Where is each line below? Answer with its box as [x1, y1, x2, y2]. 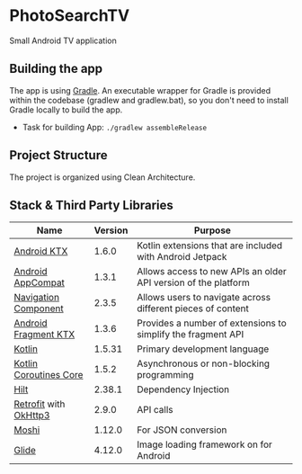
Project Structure [9, 148, 108, 163]
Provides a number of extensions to [136, 317, 288, 329]
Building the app [9, 61, 103, 76]
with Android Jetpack [136, 251, 227, 264]
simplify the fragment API [136, 328, 244, 341]
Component [13, 302, 65, 315]
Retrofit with [13, 398, 66, 410]
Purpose [193, 224, 232, 237]
